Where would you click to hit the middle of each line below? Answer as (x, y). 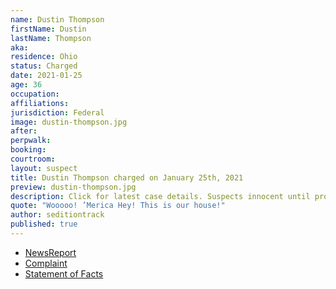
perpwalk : (31, 141)
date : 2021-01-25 (46, 76)
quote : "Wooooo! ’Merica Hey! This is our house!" (118, 206)
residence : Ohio (44, 57)
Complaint (46, 263)
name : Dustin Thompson (57, 19)
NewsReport (50, 252)
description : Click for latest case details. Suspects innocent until (160, 196)
